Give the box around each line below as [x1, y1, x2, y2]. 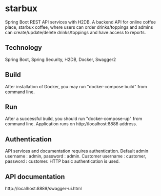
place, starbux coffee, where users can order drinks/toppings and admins [5, 24, 153, 30]
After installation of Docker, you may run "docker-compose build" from [5, 83, 147, 89]
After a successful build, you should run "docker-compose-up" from [5, 116, 142, 122]
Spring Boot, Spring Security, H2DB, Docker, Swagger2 [5, 57, 116, 62]
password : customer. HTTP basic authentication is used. [5, 158, 120, 164]
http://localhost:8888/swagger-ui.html [5, 186, 82, 191]
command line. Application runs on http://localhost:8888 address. [5, 121, 138, 127]
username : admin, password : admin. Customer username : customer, [5, 153, 146, 159]
